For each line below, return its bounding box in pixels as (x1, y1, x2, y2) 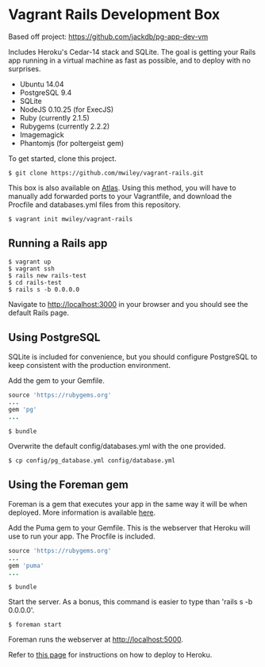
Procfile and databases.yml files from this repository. (8, 200, 181, 209)
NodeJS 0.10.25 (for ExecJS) (19, 105, 114, 114)
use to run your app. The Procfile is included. (8, 531, 156, 541)
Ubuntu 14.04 (19, 79, 64, 89)
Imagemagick (19, 129, 65, 140)
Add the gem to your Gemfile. (8, 375, 105, 385)
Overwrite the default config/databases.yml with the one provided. (8, 442, 226, 451)
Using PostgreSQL (8, 331, 101, 344)
